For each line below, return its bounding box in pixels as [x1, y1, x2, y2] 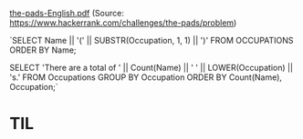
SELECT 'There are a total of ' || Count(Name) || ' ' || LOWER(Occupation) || [9, 63, 294, 73]
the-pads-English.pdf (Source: [9, 8, 125, 18]
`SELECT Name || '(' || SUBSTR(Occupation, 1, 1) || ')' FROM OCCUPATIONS [9, 35, 294, 45]
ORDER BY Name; [9, 45, 77, 55]
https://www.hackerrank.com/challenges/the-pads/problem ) [9, 17, 237, 28]
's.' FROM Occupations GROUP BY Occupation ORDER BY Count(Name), [9, 72, 283, 83]
